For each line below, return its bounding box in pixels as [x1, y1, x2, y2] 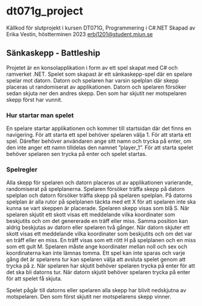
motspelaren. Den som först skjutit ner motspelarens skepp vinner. [6, 293, 172, 301]
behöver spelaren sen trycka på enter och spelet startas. [6, 151, 147, 158]
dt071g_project [6, 4, 83, 18]
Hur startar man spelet [6, 111, 74, 119]
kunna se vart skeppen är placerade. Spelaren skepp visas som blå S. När [6, 205, 190, 212]
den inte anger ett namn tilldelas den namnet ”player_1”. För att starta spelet [6, 144, 194, 151]
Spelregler [6, 165, 38, 173]
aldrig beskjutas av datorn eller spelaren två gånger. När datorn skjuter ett [6, 224, 190, 231]
